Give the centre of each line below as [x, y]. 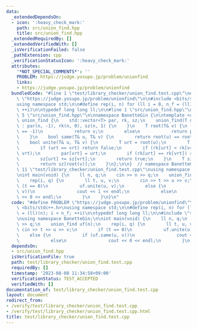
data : [13, 11]
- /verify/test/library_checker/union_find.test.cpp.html [78, 311]
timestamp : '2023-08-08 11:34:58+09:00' [61, 273]
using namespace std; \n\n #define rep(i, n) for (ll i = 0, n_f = [98, 104]
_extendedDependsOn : [36, 17]
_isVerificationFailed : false [48, 50]
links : [25, 83]
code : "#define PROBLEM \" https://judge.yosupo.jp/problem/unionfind [98, 202]
